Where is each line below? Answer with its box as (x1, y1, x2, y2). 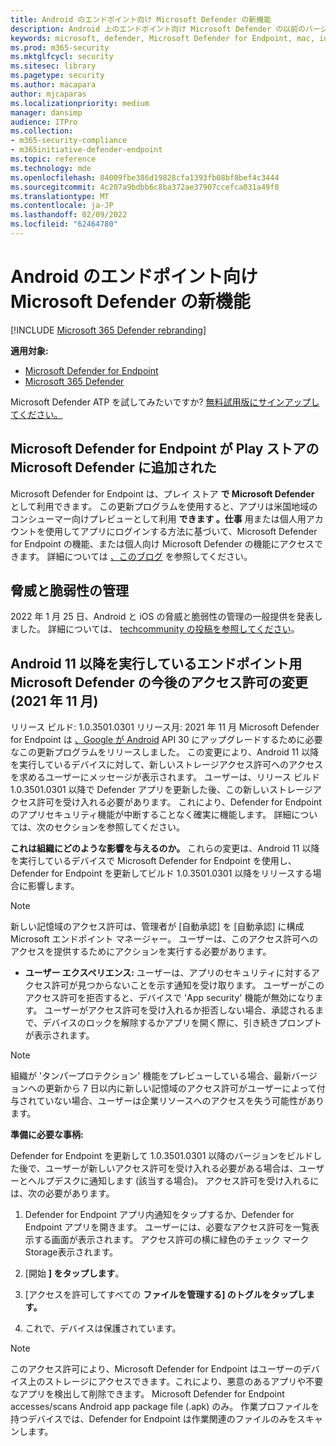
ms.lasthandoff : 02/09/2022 (10, 210, 128, 220)
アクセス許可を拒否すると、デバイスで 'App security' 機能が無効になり (24, 992, 315, 1004)
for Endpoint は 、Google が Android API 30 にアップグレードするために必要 (10, 734, 323, 746)
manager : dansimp (10, 107, 83, 118)
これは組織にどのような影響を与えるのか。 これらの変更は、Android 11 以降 (10, 842, 320, 855)
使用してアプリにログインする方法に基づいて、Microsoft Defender (44, 525, 318, 537)
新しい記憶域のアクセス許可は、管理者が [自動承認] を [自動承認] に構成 (10, 921, 305, 933)
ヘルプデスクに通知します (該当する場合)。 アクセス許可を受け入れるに (27, 1175, 320, 1187)
